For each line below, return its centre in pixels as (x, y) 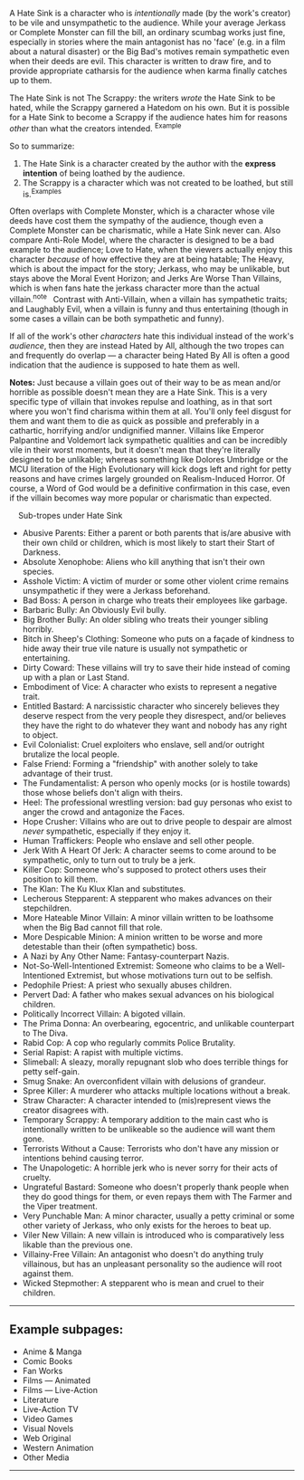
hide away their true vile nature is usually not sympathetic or (135, 648)
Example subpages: (66, 1330)
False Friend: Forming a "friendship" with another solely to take (140, 763)
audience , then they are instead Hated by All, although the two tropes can (147, 345)
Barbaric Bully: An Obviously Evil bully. (95, 609)
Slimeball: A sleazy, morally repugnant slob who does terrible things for (155, 1062)
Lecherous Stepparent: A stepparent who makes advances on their (147, 898)
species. (38, 571)
